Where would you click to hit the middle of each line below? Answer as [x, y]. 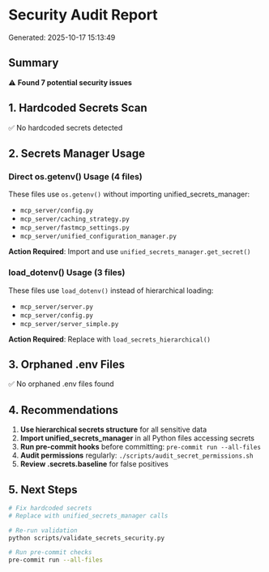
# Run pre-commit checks [50, 553]
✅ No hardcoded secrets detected [66, 127]
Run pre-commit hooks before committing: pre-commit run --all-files [141, 447]
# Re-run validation [43, 530]
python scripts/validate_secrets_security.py [86, 538]
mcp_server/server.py [56, 307]
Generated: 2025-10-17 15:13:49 [62, 37]
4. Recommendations [64, 410]
